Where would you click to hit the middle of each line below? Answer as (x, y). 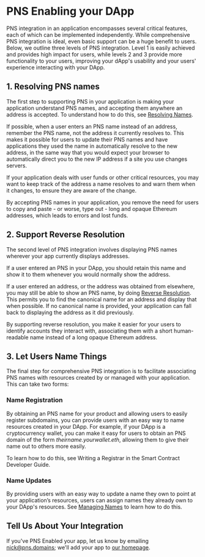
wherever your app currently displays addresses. (68, 256)
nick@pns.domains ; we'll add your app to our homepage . (79, 547)
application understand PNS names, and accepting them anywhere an (95, 108)
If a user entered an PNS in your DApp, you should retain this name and (96, 267)
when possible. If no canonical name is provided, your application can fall (99, 305)
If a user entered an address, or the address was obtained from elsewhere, (101, 286)
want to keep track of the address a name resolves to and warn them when (101, 184)
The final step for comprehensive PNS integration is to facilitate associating (101, 371)
